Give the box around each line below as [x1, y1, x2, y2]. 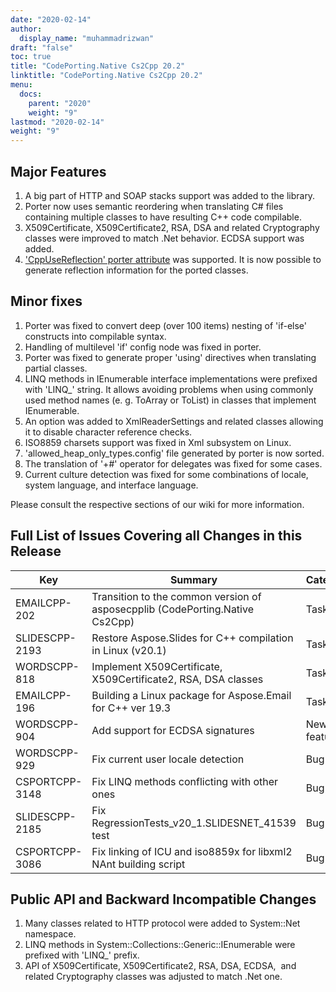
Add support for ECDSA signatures [91, 723, 255, 737]
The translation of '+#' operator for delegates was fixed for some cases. [24, 457, 323, 470]
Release [10, 543, 62, 560]
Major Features [10, 163, 107, 180]
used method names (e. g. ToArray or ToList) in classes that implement [24, 394, 317, 406]
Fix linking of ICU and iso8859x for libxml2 [91, 844, 293, 858]
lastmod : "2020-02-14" [10, 117, 105, 127]
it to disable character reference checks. [24, 426, 193, 438]
